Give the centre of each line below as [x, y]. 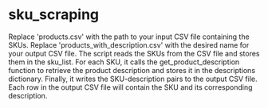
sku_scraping [54, 15]
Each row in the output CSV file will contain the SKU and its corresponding [130, 87]
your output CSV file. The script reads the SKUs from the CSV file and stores [134, 53]
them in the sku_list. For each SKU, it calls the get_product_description [124, 62]
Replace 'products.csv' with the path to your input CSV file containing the [129, 37]
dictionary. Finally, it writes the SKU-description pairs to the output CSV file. [133, 79]
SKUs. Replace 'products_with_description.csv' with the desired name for [129, 44]
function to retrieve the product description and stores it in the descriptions [132, 70]
